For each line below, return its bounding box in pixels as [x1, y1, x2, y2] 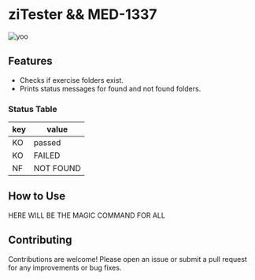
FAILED [33, 150, 61, 161]
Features [8, 54, 53, 68]
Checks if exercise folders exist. [19, 75, 124, 84]
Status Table [8, 103, 57, 114]
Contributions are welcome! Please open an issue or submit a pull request [8, 254, 248, 263]
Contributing [8, 233, 72, 247]
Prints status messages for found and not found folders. [19, 84, 201, 93]
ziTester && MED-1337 [8, 6, 157, 24]
